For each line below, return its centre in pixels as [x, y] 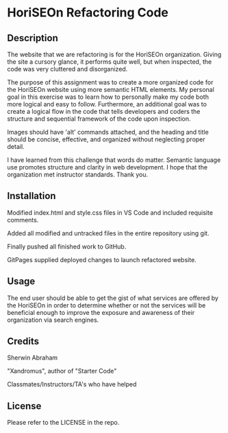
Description [33, 38]
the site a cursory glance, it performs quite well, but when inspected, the [110, 62]
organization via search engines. [53, 320]
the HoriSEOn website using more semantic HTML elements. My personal [111, 90]
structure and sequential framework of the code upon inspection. [99, 119]
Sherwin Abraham [33, 358]
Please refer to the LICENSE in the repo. [63, 423]
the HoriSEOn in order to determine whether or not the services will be [106, 305]
